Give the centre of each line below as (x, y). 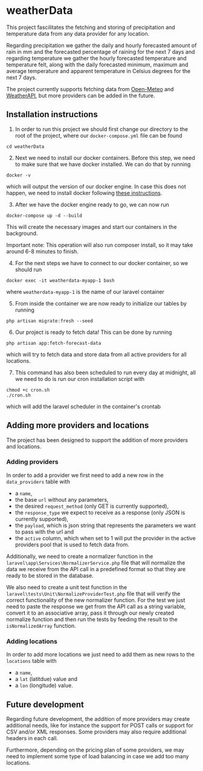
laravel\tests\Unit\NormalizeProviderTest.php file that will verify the (93, 593)
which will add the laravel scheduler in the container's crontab (84, 406)
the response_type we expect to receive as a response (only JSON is (100, 512)
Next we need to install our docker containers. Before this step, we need (105, 158)
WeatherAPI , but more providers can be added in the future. (81, 95)
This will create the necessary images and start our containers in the (92, 226)
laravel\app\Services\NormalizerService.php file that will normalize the (96, 563)
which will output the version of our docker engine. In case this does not (96, 186)
